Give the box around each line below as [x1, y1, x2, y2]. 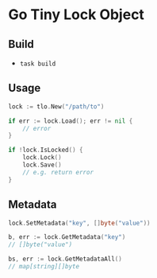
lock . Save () [22, 161, 62, 169]
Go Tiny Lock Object [8, 6, 145, 24]
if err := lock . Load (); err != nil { [8, 117, 133, 125]
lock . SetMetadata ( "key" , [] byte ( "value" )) [8, 219, 151, 227]
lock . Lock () [22, 154, 62, 162]
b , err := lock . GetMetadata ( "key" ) [8, 233, 126, 241]
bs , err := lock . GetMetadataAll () [8, 255, 123, 264]
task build [19, 60, 56, 68]
